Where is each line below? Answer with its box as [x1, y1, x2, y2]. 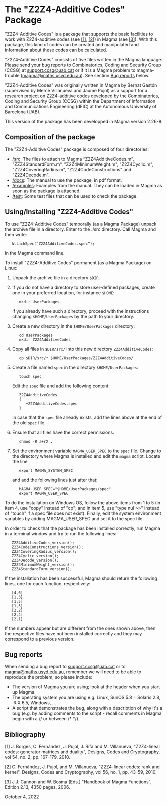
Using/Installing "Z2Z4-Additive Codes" [5, 208, 134, 216]
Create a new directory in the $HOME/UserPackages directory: [12, 323, 135, 329]
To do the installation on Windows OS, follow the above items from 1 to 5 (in [5, 499, 161, 506]
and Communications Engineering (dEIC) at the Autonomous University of [5, 103, 157, 109]
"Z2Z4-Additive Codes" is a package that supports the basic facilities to [5, 31, 153, 37]
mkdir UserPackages [19, 299, 60, 304]
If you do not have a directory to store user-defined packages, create [12, 284, 155, 290]
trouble [5, 72, 20, 78]
